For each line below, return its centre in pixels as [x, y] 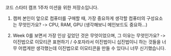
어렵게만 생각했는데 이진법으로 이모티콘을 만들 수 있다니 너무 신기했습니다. [92, 48]
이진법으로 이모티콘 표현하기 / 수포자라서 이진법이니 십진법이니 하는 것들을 [87, 42]
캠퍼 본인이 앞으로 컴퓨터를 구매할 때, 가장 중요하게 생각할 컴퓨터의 [79, 18]
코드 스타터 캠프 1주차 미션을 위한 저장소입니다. [52, 7]
